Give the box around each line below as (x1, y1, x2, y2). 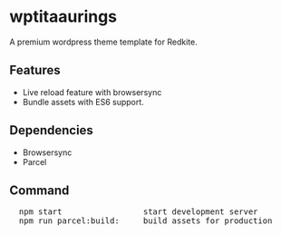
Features (9, 63, 61, 78)
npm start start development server (18, 207, 258, 217)
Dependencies (9, 122, 93, 138)
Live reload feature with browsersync (22, 86, 162, 97)
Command (9, 182, 70, 198)
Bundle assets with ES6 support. (22, 96, 145, 107)
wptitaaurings (9, 6, 118, 27)
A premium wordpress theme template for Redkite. (9, 36, 198, 47)
